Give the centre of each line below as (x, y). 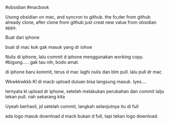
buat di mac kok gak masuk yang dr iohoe (49, 47)
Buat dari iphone (22, 37)
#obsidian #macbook (27, 7)
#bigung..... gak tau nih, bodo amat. (42, 62)
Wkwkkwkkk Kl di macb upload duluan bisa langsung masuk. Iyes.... (76, 82)
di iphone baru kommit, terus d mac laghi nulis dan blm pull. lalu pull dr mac (84, 72)
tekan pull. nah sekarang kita (35, 97)
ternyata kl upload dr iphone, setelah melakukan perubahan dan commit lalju (85, 91)
